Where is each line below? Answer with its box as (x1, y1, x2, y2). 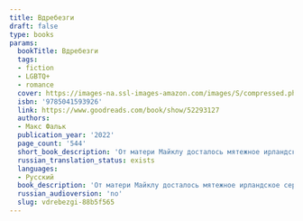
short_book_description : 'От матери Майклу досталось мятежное (17, 147, 260, 156)
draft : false (9, 22, 59, 31)
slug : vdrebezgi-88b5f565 (17, 198, 115, 207)
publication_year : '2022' (17, 131, 115, 140)
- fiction (17, 64, 54, 73)
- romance (17, 80, 54, 89)
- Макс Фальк (17, 123, 67, 132)
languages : (17, 164, 59, 173)
